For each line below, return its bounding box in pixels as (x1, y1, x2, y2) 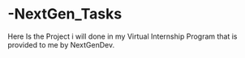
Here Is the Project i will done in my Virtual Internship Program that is (7, 31, 238, 41)
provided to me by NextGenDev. (7, 39, 115, 49)
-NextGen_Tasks (7, 5, 122, 23)
